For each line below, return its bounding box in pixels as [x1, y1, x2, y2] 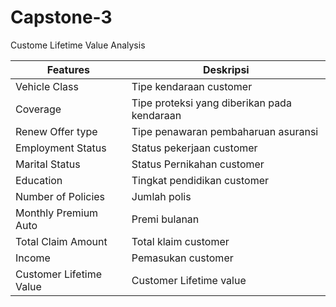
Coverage [15, 102, 62, 116]
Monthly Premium [15, 206, 99, 220]
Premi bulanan [131, 212, 200, 226]
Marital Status [15, 157, 81, 171]
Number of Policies [15, 189, 106, 203]
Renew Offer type [15, 124, 98, 138]
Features [46, 62, 91, 76]
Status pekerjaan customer [131, 141, 258, 155]
